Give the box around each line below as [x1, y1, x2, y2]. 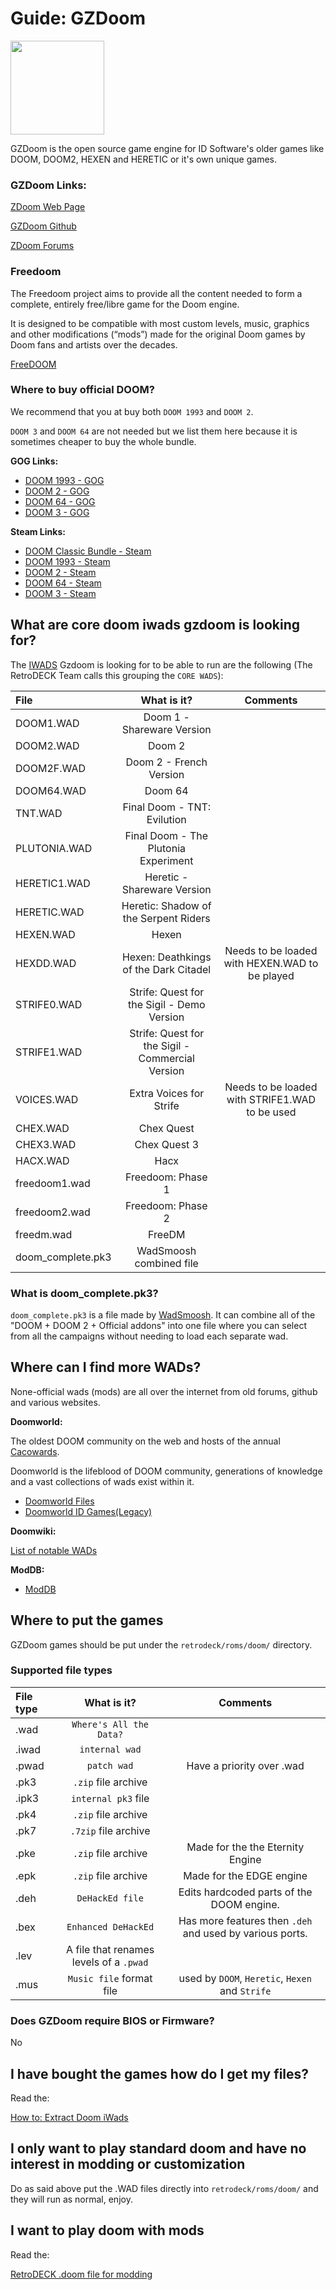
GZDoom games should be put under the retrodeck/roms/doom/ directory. [10, 1638, 313, 1651]
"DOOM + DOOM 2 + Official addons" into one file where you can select [10, 1319, 307, 1331]
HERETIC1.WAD [15, 876, 91, 890]
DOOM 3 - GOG [24, 506, 90, 518]
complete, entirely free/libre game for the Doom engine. [10, 298, 240, 310]
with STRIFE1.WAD [226, 1092, 317, 1106]
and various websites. [10, 1396, 101, 1408]
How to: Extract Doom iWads [10, 2111, 129, 2123]
